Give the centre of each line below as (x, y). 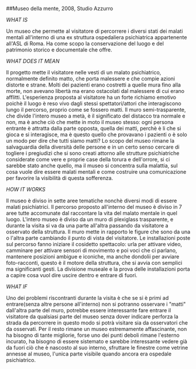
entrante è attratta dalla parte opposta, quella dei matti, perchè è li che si (94, 128)
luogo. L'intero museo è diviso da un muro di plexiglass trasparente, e (90, 219)
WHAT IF (17, 287)
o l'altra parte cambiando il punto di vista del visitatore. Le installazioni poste (98, 238)
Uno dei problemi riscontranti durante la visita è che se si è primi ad (87, 298)
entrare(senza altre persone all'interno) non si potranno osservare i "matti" (96, 304)
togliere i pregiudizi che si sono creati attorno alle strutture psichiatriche (93, 153)
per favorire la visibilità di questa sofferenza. (60, 178)
